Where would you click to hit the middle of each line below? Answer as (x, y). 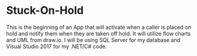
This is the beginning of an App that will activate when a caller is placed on (99, 27)
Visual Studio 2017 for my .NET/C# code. (56, 46)
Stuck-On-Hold (45, 11)
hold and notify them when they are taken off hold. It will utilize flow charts (98, 33)
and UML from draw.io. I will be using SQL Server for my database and (93, 40)
